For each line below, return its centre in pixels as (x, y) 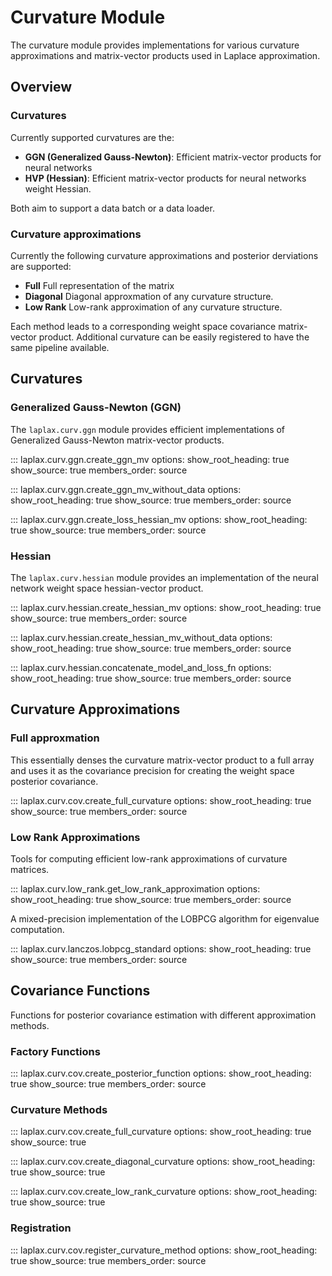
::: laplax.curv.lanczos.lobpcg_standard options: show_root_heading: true (161, 948)
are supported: (41, 266)
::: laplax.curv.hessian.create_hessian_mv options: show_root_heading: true (166, 607)
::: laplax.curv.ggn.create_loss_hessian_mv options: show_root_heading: (159, 519)
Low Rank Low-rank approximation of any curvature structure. (153, 307)
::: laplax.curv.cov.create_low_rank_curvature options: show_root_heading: (164, 1192)
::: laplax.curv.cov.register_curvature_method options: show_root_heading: (164, 1250)
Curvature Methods (59, 1109)
